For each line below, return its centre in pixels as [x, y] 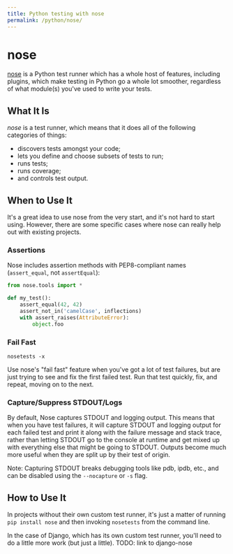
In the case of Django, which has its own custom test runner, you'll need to [114, 536]
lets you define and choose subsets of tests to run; [90, 156]
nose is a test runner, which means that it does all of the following [102, 128]
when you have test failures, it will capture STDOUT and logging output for [114, 425]
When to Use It [40, 200]
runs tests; [32, 163]
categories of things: [37, 135]
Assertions [26, 250]
